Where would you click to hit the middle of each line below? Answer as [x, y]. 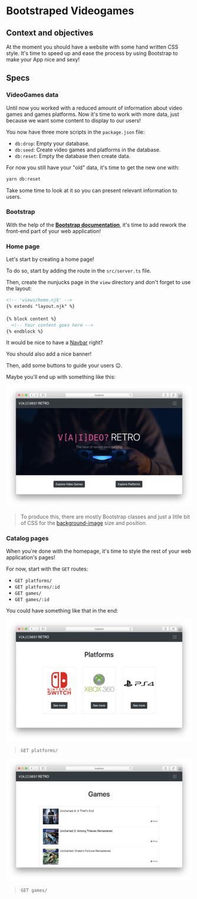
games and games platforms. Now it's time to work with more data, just [93, 114]
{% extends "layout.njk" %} [41, 307]
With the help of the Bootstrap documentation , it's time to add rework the [96, 225]
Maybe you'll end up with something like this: [61, 377]
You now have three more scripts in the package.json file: [75, 132]
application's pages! [31, 557]
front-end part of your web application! [54, 231]
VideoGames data [32, 95]
